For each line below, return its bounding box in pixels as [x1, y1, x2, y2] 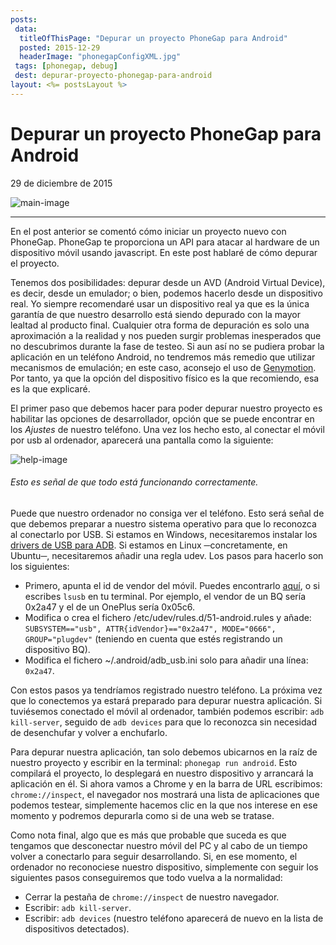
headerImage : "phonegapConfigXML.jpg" [19, 52, 182, 62]
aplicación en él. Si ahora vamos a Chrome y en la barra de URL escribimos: [10, 777, 323, 790]
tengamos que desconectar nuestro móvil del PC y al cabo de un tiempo [10, 839, 308, 851]
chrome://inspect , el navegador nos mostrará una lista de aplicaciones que [10, 788, 320, 800]
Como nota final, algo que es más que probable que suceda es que [10, 829, 287, 841]
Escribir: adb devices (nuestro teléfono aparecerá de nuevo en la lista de [24, 912, 324, 924]
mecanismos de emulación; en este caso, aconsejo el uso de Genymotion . [10, 361, 317, 373]
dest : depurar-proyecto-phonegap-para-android [14, 71, 213, 81]
